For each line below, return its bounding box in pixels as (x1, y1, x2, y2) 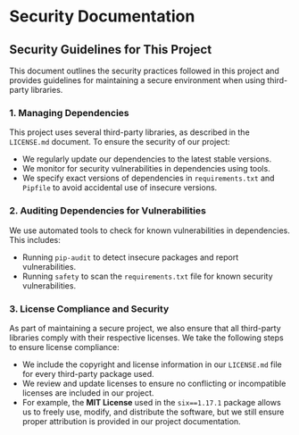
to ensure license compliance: (9, 341, 120, 352)
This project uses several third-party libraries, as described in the (9, 127, 250, 138)
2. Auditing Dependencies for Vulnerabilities (9, 205, 207, 217)
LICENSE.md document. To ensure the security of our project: (9, 137, 230, 147)
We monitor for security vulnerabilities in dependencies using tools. (21, 163, 270, 174)
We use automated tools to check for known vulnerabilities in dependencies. (9, 225, 290, 236)
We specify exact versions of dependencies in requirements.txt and (21, 172, 275, 184)
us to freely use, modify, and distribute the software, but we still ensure (21, 406, 285, 417)
